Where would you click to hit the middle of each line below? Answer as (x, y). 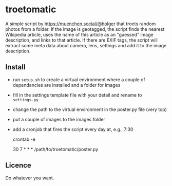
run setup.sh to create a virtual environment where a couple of (79, 79)
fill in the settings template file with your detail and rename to (77, 95)
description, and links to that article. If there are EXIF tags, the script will (81, 40)
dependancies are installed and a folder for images (66, 85)
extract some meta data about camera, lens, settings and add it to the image (86, 45)
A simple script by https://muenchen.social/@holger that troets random (81, 24)
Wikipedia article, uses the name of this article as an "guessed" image (79, 34)
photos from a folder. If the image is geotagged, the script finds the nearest (85, 29)
